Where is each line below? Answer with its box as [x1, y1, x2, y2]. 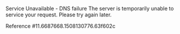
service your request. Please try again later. [5, 11, 112, 18]
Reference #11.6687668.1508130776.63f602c [5, 23, 116, 29]
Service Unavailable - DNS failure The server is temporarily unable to [5, 5, 174, 12]
